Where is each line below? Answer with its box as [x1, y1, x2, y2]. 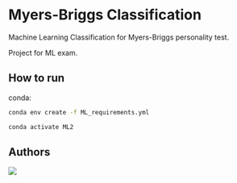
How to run [8, 71, 65, 85]
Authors [8, 145, 51, 159]
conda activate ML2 [8, 123, 74, 131]
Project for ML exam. [8, 48, 78, 57]
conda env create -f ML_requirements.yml [8, 108, 150, 116]
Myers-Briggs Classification [8, 6, 202, 24]
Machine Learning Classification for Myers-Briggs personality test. [8, 32, 230, 42]
